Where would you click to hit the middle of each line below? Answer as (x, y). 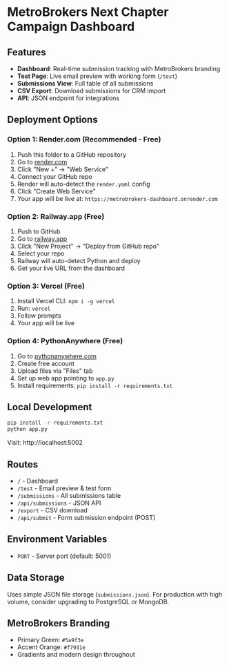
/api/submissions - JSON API (59, 503)
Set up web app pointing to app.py (66, 378)
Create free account (46, 363)
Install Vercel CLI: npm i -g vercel (66, 301)
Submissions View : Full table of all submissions (85, 83)
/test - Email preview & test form (64, 488)
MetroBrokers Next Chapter (88, 12)
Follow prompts (39, 316)
